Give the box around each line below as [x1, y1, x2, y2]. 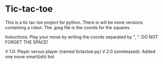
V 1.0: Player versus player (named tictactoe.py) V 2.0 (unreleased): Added [5, 48, 155, 54]
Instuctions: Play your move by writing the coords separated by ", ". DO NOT [5, 34, 159, 40]
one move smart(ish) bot [5, 53, 55, 59]
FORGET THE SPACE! [5, 39, 48, 45]
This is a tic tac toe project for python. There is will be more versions [5, 19, 143, 25]
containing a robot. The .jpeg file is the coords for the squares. [5, 24, 131, 30]
